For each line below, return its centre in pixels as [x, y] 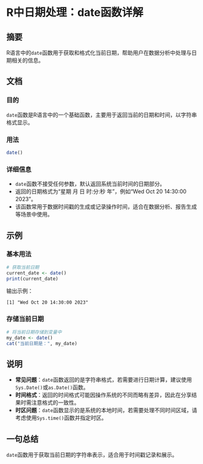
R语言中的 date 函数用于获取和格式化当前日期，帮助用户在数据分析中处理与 [99, 53]
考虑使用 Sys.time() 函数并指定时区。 [61, 418]
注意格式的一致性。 [55, 402]
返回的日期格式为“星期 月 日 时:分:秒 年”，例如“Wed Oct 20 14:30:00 [101, 191]
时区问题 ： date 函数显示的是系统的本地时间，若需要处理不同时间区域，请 [106, 410]
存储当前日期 [25, 319]
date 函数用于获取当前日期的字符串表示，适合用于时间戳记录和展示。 [92, 455]
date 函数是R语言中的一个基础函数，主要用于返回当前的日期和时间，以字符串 [101, 115]
